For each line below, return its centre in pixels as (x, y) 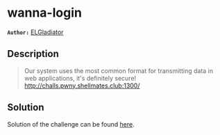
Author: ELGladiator (35, 32)
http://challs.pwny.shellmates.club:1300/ (82, 86)
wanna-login (44, 13)
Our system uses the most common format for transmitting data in (119, 70)
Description (33, 54)
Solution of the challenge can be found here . (71, 124)
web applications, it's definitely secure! (80, 78)
